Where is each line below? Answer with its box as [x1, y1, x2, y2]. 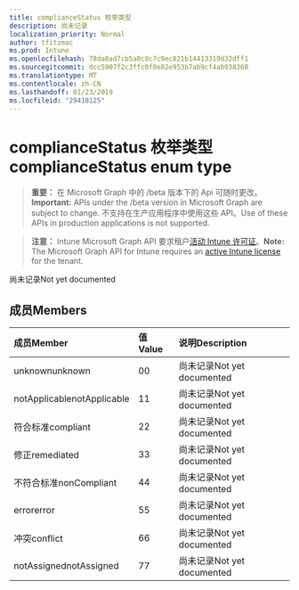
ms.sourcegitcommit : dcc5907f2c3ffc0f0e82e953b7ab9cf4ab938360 [9, 63, 249, 72]
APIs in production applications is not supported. [30, 217, 211, 228]
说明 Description [178, 337, 247, 349]
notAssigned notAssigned [13, 560, 119, 572]
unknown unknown [13, 365, 91, 377]
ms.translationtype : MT [9, 71, 98, 80]
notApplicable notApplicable [13, 393, 130, 406]
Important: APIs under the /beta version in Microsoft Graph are [30, 197, 263, 208]
